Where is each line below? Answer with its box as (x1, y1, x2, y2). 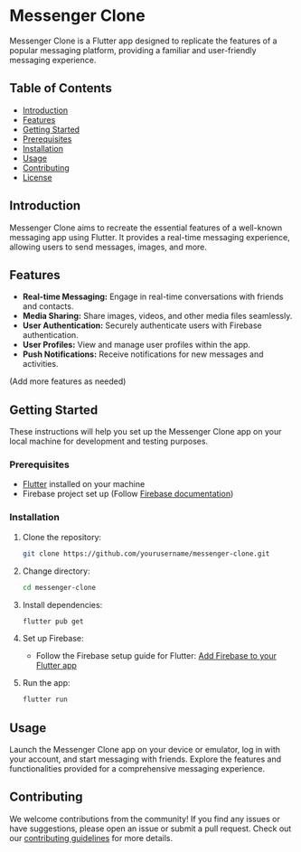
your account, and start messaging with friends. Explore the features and (9, 754, 282, 764)
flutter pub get (22, 616, 84, 626)
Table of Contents (9, 80, 113, 96)
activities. (22, 359, 59, 370)
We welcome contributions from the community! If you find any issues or (9, 813, 280, 824)
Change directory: (22, 566, 90, 576)
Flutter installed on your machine (22, 479, 146, 490)
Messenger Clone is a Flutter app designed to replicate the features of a (9, 35, 277, 46)
